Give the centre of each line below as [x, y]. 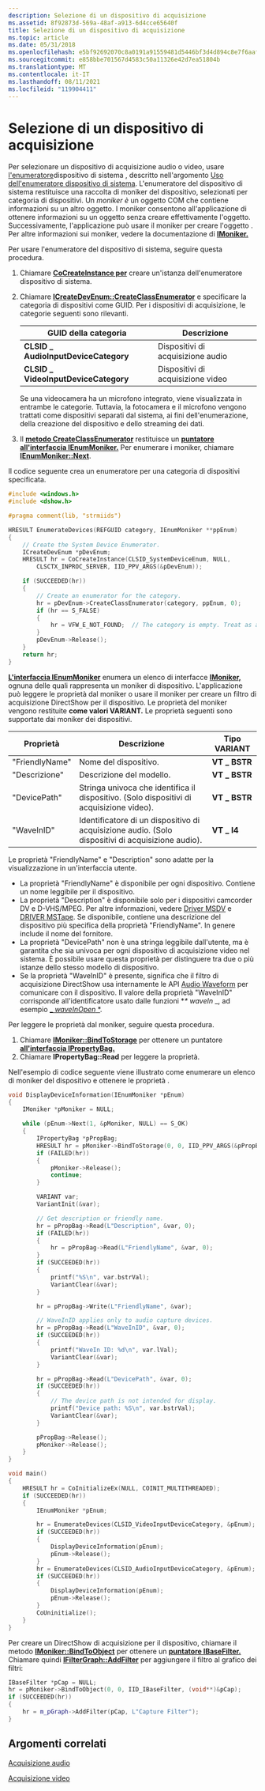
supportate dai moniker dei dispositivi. [70, 719]
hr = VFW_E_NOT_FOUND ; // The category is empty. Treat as [151, 625]
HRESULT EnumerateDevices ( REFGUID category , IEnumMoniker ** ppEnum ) [123, 530]
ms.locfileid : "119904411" [52, 89]
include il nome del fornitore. [66, 933]
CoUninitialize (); [67, 1613]
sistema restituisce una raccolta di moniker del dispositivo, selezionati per [128, 192]
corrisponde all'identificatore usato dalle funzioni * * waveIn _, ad [125, 1000]
